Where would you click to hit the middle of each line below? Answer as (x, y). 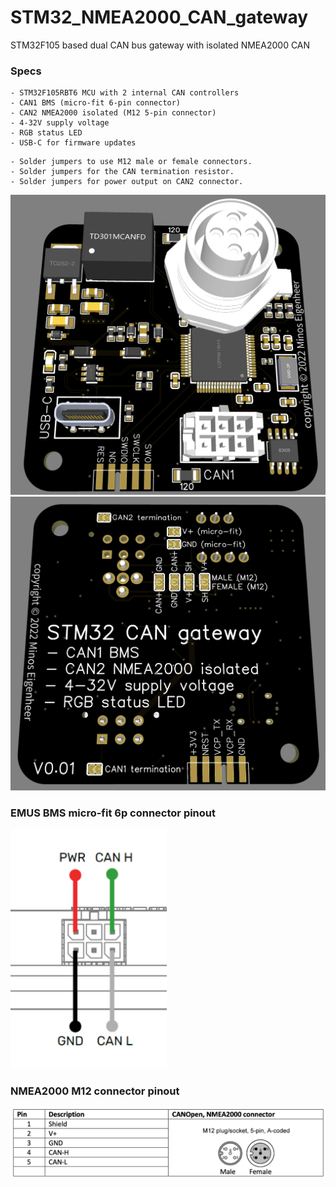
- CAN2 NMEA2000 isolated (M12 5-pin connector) (113, 113)
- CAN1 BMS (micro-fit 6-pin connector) (96, 103)
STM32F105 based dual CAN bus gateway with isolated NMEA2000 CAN (160, 45)
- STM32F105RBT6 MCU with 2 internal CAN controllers (125, 93)
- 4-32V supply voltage (60, 123)
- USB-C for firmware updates (73, 143)
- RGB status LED (46, 133)
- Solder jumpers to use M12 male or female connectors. (131, 162)
